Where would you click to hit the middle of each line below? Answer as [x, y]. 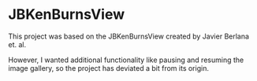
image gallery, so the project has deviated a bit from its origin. [108, 68]
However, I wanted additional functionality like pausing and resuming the [126, 60]
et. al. [17, 44]
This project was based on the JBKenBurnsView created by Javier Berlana [129, 36]
